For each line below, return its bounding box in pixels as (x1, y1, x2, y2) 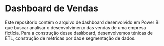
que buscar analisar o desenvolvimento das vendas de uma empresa (5, 24, 146, 30)
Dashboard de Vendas (5, 3, 98, 14)
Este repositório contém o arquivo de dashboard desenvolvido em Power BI (5, 19, 160, 25)
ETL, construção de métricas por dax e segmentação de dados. (5, 35, 136, 41)
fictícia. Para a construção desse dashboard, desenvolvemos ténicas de (5, 30, 153, 36)
